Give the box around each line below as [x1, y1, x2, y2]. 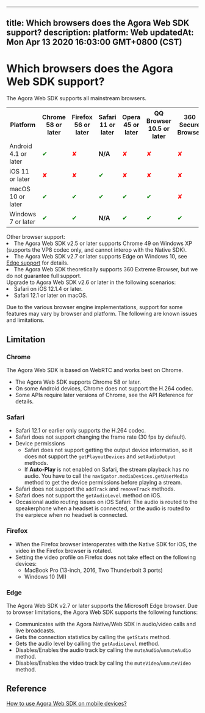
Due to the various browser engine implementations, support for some [6, 304, 183, 311]
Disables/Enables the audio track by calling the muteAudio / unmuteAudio [15, 646, 192, 654]
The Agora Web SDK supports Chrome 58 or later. [15, 378, 142, 386]
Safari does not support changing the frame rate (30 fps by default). [15, 433, 187, 441]
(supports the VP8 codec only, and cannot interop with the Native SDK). [6, 246, 187, 254]
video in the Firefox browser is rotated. [15, 547, 113, 554]
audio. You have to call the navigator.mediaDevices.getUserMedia [24, 472, 188, 480]
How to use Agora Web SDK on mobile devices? [6, 700, 127, 707]
